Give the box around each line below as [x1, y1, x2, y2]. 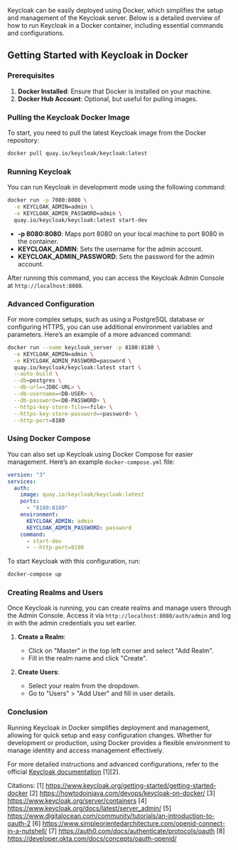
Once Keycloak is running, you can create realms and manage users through [7, 603, 232, 612]
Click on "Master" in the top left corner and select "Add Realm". [28, 646, 215, 655]
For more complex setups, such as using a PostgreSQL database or [7, 315, 205, 323]
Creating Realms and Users [7, 588, 104, 598]
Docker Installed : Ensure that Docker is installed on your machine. [17, 87, 212, 95]
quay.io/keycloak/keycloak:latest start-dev [13, 217, 148, 224]
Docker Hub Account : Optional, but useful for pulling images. [17, 94, 198, 103]
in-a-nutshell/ [7, 826, 48, 835]
